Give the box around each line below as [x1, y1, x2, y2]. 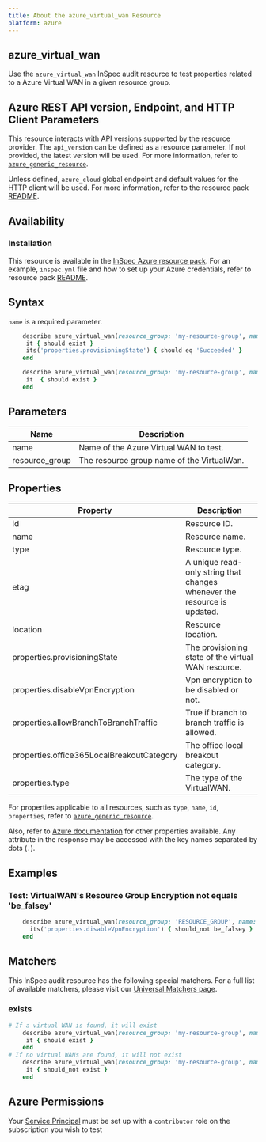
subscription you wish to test [8, 1125, 103, 1134]
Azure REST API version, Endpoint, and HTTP [8, 101, 235, 114]
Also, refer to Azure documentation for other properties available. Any [8, 826, 236, 836]
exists [8, 1004, 32, 1015]
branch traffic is [184, 717, 245, 728]
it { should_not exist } [25, 1066, 108, 1074]
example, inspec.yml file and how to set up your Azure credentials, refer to [8, 264, 252, 274]
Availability [8, 214, 65, 228]
